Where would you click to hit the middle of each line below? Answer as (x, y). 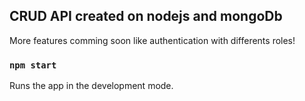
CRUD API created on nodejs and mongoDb (146, 16)
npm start (33, 65)
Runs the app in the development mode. (91, 86)
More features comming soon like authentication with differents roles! (152, 40)
